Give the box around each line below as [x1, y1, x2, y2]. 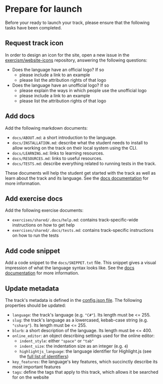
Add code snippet [5, 247, 60, 255]
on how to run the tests [12, 232, 59, 238]
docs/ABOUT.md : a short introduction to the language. [12, 135, 117, 140]
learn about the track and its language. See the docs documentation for [5, 175, 149, 181]
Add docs [5, 112, 35, 120]
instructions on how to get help [12, 222, 75, 228]
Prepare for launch [5, 3, 82, 15]
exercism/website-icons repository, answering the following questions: [5, 57, 147, 63]
